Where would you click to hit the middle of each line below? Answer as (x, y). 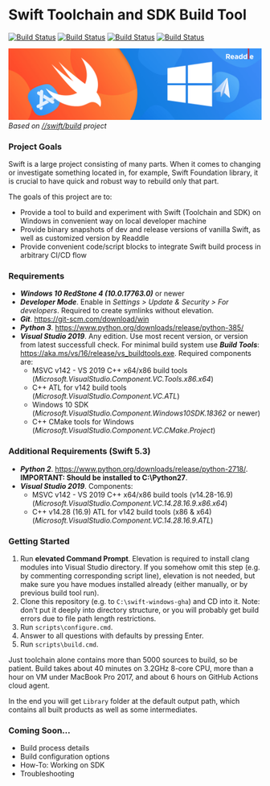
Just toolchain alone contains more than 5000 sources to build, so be (123, 660)
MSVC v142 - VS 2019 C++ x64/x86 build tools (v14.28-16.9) (132, 494)
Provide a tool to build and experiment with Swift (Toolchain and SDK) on (140, 212)
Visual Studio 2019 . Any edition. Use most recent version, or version (134, 337)
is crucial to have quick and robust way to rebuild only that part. (114, 181)
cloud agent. (29, 685)
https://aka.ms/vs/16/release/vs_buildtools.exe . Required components (135, 354)
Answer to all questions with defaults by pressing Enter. (112, 635)
